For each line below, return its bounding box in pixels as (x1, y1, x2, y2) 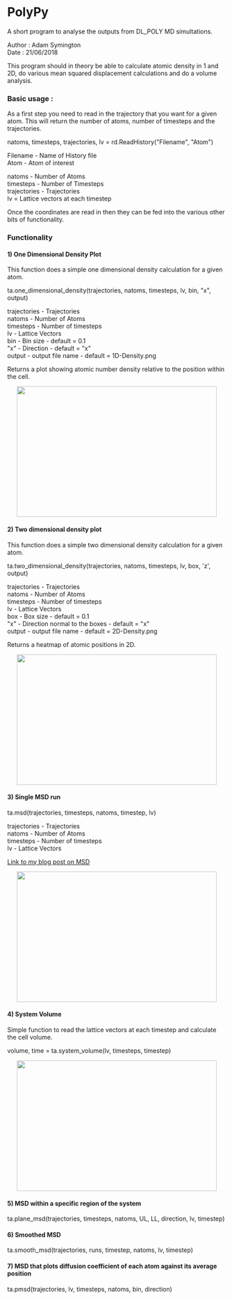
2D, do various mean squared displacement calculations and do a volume (7, 69, 217, 77)
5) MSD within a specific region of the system (7, 1199, 142, 1207)
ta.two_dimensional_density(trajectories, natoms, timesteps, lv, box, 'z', (7, 561, 210, 570)
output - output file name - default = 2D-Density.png (7, 627, 158, 635)
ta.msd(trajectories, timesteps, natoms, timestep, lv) (7, 808, 156, 817)
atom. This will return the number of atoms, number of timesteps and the (7, 117, 215, 125)
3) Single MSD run (7, 793, 61, 801)
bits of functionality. (7, 215, 65, 224)
